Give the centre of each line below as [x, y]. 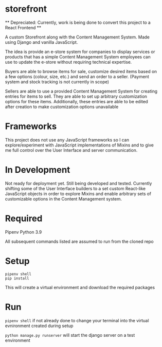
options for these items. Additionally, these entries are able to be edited [77, 101]
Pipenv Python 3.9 [24, 232]
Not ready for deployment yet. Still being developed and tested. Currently [79, 183]
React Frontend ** [23, 27]
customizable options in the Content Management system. [63, 199]
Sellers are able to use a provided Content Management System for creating [81, 91]
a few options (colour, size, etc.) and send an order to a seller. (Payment [77, 76]
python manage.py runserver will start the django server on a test [70, 335]
